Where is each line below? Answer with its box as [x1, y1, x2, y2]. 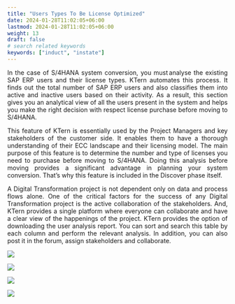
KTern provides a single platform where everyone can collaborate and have [7, 207, 228, 215]
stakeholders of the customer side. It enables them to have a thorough [7, 133, 228, 142]
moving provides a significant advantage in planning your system [7, 164, 228, 172]
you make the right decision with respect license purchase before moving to [7, 106, 228, 114]
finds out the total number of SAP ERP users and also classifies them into [7, 83, 228, 92]
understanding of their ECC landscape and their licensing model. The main [7, 141, 228, 150]
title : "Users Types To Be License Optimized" [7, 10, 145, 17]
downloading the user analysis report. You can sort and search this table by [7, 222, 228, 230]
